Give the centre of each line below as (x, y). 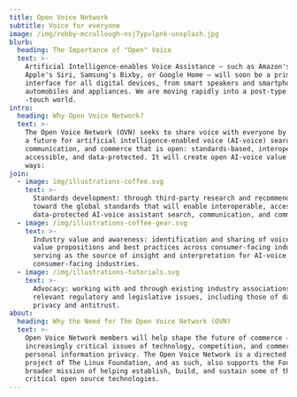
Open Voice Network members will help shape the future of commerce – (158, 338)
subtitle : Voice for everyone (65, 26)
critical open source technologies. (93, 379)
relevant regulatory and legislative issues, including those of (155, 297)
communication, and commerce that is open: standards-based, (140, 149)
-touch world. (51, 99)
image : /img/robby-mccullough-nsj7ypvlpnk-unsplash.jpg (114, 34)
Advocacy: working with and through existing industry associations (161, 288)
